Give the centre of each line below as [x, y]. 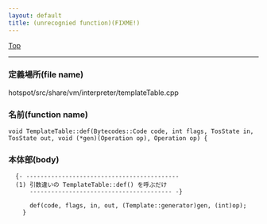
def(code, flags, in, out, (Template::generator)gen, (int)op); [138, 206]
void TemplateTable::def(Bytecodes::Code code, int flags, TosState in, [131, 131]
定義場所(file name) [46, 74]
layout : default [35, 15]
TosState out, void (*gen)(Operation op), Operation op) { [108, 139]
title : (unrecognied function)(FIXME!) [74, 23]
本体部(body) [34, 160]
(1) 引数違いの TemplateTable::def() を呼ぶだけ [91, 185]
